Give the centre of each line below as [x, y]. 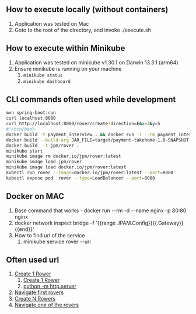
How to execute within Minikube [66, 48]
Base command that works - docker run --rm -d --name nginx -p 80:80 [100, 211]
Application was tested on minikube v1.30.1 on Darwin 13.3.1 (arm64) [97, 62]
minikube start [24, 151]
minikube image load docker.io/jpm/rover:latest [66, 167]
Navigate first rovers [39, 292]
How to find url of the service [50, 235]
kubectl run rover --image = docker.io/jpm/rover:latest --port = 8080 [90, 173]
